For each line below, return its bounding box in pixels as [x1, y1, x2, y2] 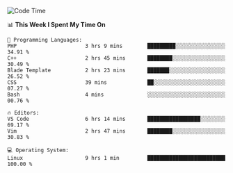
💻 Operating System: [7, 147, 70, 154]
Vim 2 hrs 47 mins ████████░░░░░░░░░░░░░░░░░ [7, 128, 226, 135]
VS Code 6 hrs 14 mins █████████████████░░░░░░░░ [7, 115, 226, 122]
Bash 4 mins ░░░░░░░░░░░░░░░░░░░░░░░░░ [7, 91, 226, 98]
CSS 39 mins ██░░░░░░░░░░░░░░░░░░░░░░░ [7, 79, 226, 86]
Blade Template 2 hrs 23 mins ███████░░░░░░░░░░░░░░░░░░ [7, 67, 226, 74]
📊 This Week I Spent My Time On [7, 21, 106, 28]
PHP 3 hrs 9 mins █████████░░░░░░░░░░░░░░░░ [7, 42, 226, 49]
